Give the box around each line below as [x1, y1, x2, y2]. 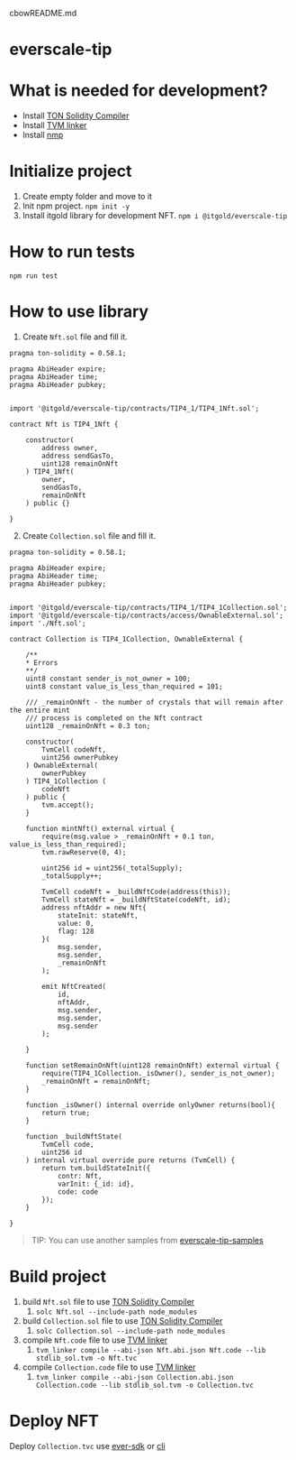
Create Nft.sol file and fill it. [22, 331, 128, 342]
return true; [41, 1108, 91, 1117]
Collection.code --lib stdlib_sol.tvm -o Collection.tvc [35, 1381, 255, 1390]
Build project [9, 1267, 106, 1287]
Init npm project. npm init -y [22, 200, 130, 211]
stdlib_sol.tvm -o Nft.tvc [35, 1354, 138, 1363]
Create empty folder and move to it [22, 191, 153, 202]
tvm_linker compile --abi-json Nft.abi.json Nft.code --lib [35, 1345, 266, 1354]
